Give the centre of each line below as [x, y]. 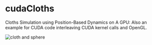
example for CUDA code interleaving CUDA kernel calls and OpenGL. [76, 27]
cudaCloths [30, 9]
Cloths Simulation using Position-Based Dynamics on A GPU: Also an [76, 22]
